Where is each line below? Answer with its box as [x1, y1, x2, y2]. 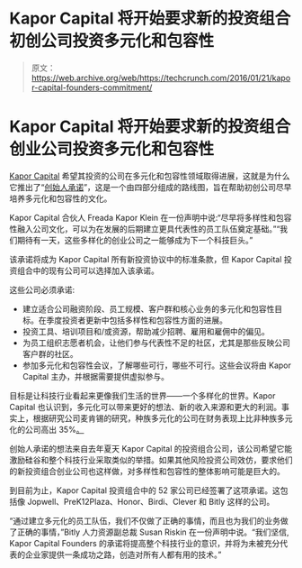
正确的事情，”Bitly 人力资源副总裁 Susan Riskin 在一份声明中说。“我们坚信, [16, 527, 289, 537]
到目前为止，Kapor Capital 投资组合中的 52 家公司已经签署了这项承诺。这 [9, 484, 281, 496]
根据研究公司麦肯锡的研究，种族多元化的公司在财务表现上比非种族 [32, 412, 277, 424]
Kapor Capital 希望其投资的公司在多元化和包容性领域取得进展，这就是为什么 [9, 170, 290, 181]
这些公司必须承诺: [9, 284, 75, 295]
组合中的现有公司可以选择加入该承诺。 [16, 265, 159, 276]
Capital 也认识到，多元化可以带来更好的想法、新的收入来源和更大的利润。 [9, 401, 281, 412]
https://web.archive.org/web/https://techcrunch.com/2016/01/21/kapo [31, 72, 291, 83]
